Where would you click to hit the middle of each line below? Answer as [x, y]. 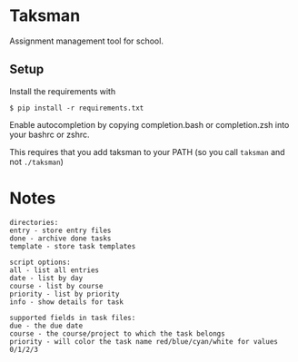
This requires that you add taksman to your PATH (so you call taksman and [147, 152]
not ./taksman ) [36, 161]
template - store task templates [73, 246]
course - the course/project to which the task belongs [117, 333]
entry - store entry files [60, 230]
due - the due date [46, 326]
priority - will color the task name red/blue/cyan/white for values [144, 341]
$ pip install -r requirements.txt [77, 108]
